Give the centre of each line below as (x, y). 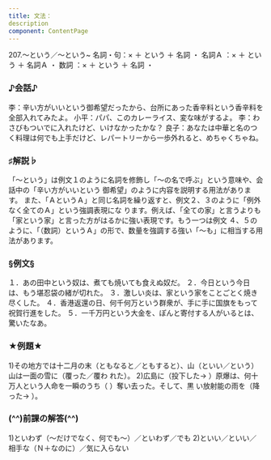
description (28, 23)
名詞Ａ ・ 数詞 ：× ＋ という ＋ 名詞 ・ (90, 65)
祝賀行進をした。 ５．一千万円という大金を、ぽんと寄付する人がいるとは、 (133, 313)
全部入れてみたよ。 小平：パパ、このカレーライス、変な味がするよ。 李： (131, 117)
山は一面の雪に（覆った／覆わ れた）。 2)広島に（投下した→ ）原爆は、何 (130, 375)
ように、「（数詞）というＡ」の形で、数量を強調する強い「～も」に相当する (132, 230)
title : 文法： (30, 16)
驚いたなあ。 (30, 323)
